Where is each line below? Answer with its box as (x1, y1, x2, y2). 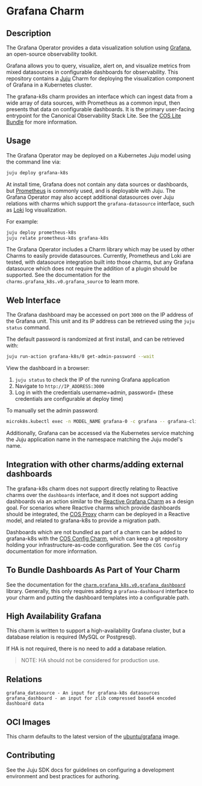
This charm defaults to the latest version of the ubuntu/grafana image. (6, 733, 180, 740)
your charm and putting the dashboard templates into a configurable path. (6, 594, 190, 601)
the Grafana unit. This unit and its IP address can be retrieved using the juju (6, 317, 195, 325)
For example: (6, 218, 39, 225)
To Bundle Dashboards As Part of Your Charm (6, 565, 180, 575)
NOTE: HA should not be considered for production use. (20, 657, 160, 664)
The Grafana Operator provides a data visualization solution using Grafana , (6, 44, 192, 51)
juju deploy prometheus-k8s (6, 230, 77, 236)
